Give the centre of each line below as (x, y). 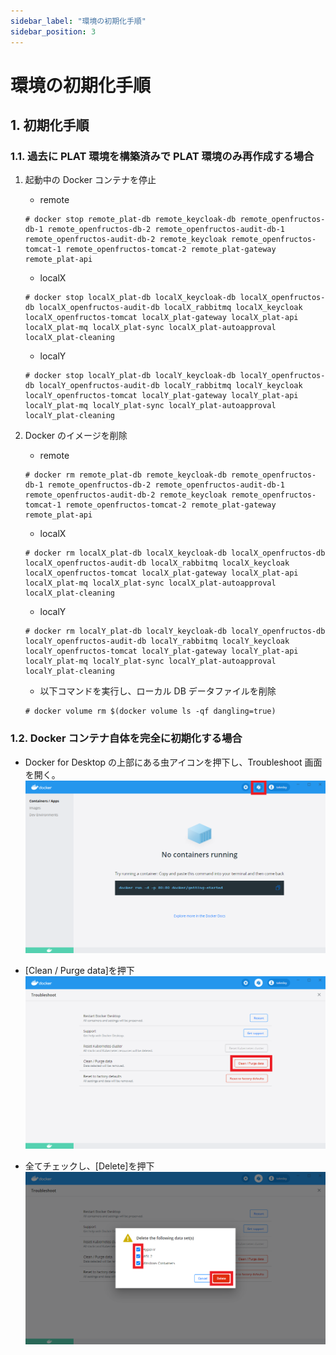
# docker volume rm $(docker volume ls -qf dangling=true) (150, 711)
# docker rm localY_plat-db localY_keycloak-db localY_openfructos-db (175, 631)
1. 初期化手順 (50, 125)
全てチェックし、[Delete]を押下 (89, 1166)
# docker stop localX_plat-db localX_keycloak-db (130, 298)
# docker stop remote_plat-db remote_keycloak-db (130, 220)
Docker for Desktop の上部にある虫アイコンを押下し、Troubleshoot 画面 (173, 762)
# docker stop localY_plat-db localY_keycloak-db (130, 376)
